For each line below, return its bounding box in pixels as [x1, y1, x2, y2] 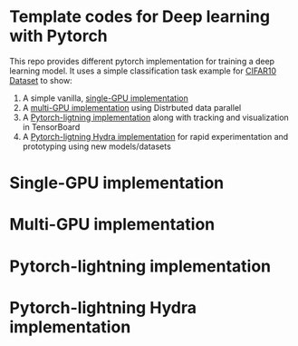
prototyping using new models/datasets [22, 141, 172, 152]
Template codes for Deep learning [9, 6, 270, 27]
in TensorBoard [22, 121, 81, 133]
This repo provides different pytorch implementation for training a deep [9, 55, 274, 66]
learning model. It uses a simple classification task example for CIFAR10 [9, 65, 277, 76]
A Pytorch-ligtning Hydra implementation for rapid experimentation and [22, 131, 289, 142]
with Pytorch [9, 25, 109, 46]
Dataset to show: [9, 74, 72, 85]
